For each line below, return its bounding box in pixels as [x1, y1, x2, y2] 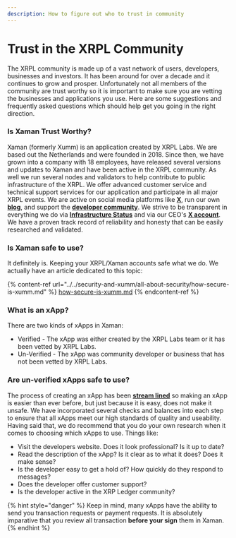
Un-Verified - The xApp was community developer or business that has [17, 350, 225, 359]
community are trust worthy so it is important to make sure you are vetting [7, 86, 223, 95]
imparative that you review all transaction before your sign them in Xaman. [7, 516, 224, 525]
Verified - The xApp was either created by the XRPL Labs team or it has [17, 335, 225, 343]
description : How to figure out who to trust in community [7, 10, 185, 18]
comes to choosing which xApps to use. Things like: [7, 429, 159, 437]
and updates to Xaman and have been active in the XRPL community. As [7, 165, 217, 174]
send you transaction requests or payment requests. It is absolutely [7, 508, 203, 517]
